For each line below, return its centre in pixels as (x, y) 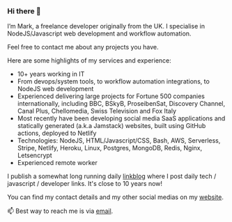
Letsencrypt (34, 155)
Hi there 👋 (24, 11)
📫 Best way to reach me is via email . (60, 211)
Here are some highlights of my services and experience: (90, 61)
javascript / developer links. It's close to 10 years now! (85, 184)
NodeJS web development (55, 89)
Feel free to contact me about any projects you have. (83, 47)
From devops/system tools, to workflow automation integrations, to (114, 81)
